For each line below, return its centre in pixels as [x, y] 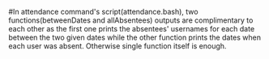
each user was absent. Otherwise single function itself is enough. [117, 46]
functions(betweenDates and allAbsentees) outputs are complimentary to [131, 20]
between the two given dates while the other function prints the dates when [135, 37]
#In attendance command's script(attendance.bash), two [103, 12]
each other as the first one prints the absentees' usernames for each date [132, 29]
